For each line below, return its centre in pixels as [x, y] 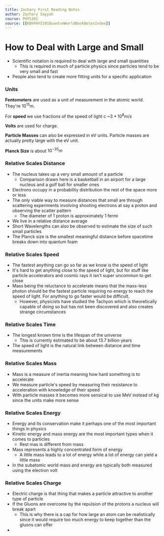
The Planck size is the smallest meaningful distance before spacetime [82, 236]
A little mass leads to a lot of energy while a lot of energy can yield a [88, 454]
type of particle [28, 499]
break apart [24, 509]
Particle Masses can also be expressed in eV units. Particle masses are [77, 135]
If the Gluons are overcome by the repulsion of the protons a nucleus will [85, 504]
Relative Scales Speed [32, 254]
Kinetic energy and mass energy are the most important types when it [82, 434]
